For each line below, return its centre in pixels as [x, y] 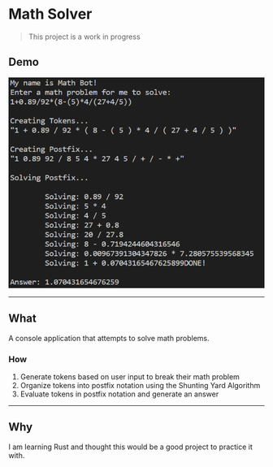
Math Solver [50, 14]
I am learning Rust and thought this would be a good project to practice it [131, 447]
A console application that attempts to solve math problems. [109, 338]
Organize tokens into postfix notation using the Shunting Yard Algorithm [140, 386]
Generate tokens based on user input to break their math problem [130, 377]
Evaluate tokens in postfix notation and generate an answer [119, 394]
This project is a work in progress [84, 37]
